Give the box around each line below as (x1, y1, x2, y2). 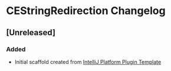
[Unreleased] (6, 28, 56, 38)
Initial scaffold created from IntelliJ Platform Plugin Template (14, 58, 162, 65)
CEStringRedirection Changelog (6, 4, 166, 18)
